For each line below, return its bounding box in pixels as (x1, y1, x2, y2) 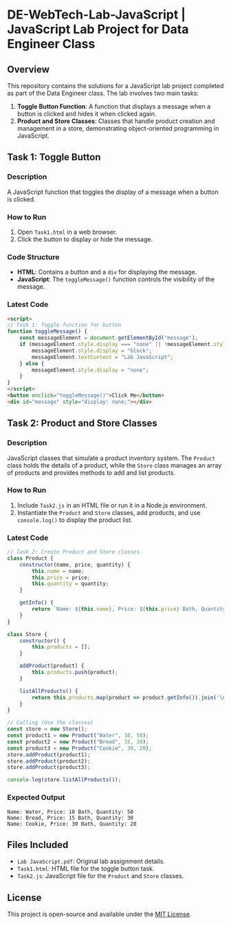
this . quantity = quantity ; (32, 580, 109, 587)
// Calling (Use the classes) (7, 719, 94, 726)
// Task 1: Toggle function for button (7, 322, 122, 329)
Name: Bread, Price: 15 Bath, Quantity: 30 (7, 814, 134, 821)
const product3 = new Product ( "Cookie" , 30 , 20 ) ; (7, 745, 153, 752)
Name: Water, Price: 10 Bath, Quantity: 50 (7, 808, 134, 815)
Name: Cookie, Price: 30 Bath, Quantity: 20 (7, 820, 137, 827)
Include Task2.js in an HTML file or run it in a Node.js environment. (16, 501, 208, 509)
